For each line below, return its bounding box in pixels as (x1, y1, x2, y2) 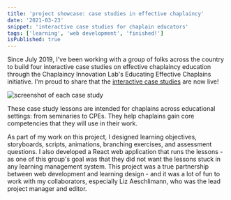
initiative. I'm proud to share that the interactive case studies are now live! (7, 77, 219, 86)
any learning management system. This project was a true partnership (7, 162, 209, 171)
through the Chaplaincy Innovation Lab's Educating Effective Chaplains (7, 70, 211, 79)
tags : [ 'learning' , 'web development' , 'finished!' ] (7, 29, 164, 37)
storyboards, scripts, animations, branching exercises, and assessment (7, 140, 212, 148)
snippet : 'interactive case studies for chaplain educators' (7, 23, 189, 30)
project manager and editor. (7, 185, 87, 193)
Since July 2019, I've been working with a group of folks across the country (7, 55, 225, 63)
